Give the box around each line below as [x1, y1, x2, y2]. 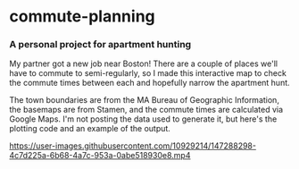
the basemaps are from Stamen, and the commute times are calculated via [9, 105, 284, 115]
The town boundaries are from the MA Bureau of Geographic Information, [9, 95, 279, 106]
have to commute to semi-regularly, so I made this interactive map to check [9, 68, 287, 79]
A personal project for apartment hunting [9, 38, 192, 51]
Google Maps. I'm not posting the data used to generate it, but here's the [9, 114, 278, 124]
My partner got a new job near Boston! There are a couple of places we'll [9, 58, 278, 69]
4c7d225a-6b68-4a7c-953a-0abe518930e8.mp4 [9, 150, 191, 161]
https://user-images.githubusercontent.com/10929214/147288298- [9, 140, 257, 151]
